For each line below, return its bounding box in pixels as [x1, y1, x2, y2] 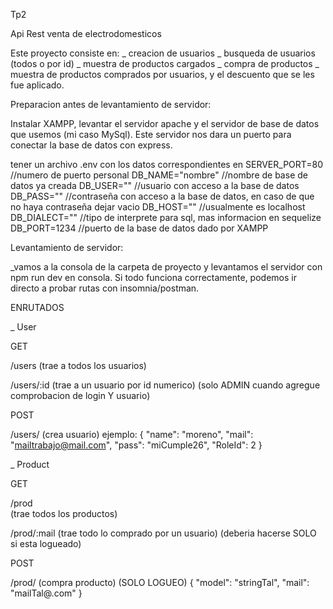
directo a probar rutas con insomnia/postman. [10, 282, 200, 294]
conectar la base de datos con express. [10, 139, 173, 151]
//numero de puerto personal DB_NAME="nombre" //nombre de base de [10, 169, 308, 181]
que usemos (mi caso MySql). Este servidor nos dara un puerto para [10, 129, 292, 140]
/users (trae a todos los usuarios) [10, 360, 147, 371]
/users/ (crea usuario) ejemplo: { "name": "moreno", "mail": [10, 429, 254, 440]
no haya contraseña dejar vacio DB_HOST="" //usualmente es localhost [10, 201, 306, 213]
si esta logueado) [10, 538, 82, 549]
